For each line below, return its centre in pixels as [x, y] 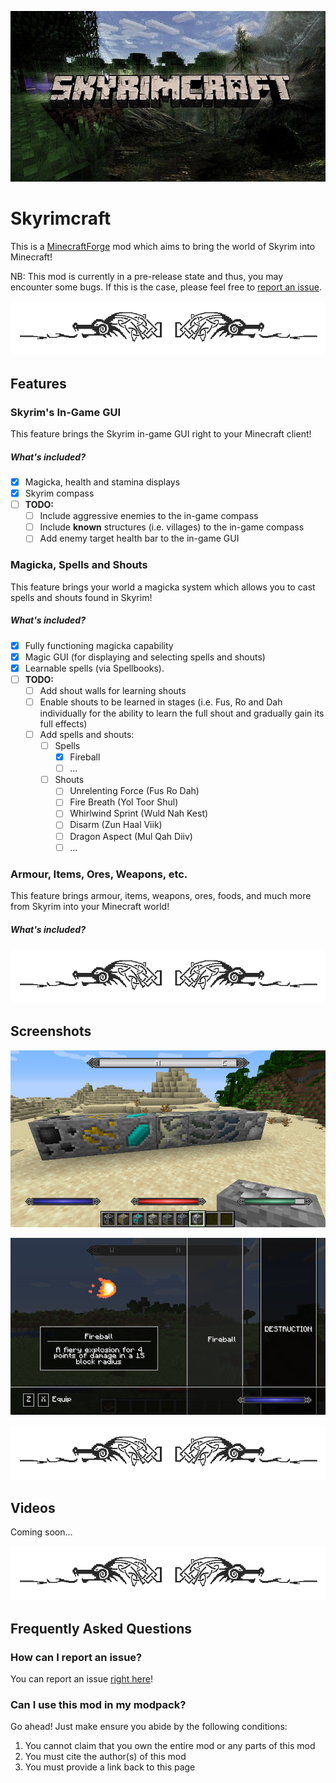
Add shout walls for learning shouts [113, 690]
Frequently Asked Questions [101, 1628]
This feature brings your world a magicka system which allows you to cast [163, 587]
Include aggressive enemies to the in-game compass [149, 516]
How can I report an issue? [76, 1657]
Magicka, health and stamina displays [102, 482]
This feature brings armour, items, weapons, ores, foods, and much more [161, 895]
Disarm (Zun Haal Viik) [116, 825]
